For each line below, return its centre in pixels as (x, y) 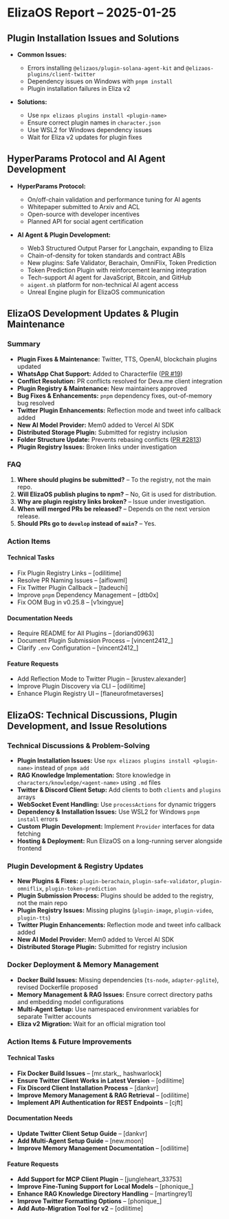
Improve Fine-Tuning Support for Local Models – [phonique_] (105, 1187)
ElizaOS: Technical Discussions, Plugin (92, 715)
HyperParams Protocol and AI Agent (86, 159)
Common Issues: (42, 54)
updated (29, 366)
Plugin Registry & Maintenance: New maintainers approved (102, 388)
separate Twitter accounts (54, 1016)
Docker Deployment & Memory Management (83, 965)
